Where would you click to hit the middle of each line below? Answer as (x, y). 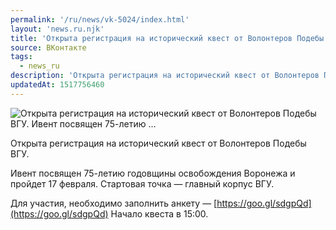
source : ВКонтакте (48, 47)
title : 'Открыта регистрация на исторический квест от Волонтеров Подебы (167, 38)
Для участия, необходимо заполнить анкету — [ (114, 203)
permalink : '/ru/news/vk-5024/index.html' (100, 19)
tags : (21, 57)
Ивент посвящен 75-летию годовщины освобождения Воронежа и (153, 173)
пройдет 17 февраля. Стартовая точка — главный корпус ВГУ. (142, 183)
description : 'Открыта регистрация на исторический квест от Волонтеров (165, 76)
